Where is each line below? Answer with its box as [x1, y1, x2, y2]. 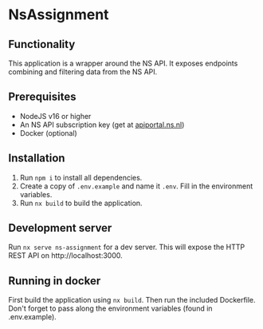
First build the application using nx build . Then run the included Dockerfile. [8, 295, 257, 305]
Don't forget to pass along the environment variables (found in [8, 303, 213, 313]
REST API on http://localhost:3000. [8, 251, 124, 260]
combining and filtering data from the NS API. [8, 67, 158, 77]
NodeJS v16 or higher [19, 111, 92, 121]
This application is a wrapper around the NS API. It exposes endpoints [8, 58, 238, 68]
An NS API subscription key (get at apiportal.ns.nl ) [19, 120, 185, 129]
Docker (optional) [19, 128, 77, 137]
